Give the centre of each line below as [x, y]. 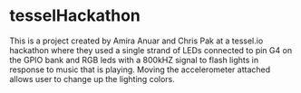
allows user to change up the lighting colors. [92, 79]
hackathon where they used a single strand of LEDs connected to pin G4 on [151, 50]
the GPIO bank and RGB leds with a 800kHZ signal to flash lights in [134, 60]
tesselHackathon [75, 16]
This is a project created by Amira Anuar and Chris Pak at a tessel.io [136, 41]
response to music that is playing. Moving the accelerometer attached [140, 70]
